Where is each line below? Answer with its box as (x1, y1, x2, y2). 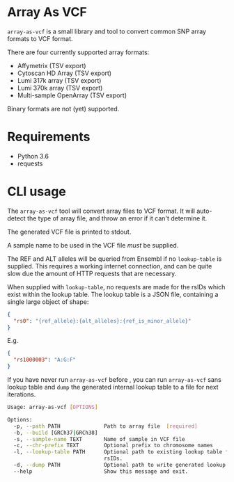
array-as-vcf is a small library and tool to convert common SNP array (7, 27, 207, 35)
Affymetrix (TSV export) (17, 61, 86, 70)
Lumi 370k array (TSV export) (17, 83, 103, 92)
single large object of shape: (7, 297, 89, 306)
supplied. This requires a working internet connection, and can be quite (7, 262, 212, 270)
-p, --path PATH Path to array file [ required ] (13, 422, 198, 430)
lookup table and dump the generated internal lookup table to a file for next (7, 383, 219, 392)
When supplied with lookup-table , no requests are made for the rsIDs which (7, 282, 226, 291)
